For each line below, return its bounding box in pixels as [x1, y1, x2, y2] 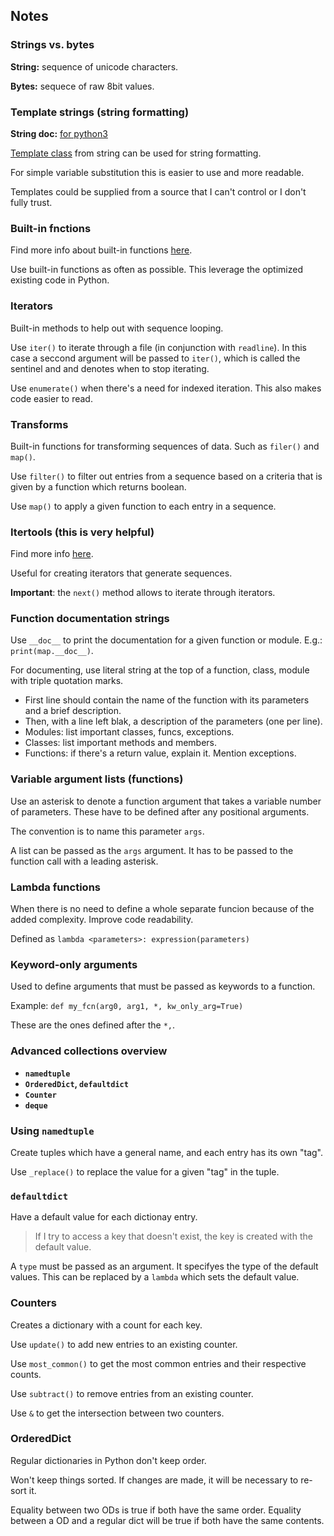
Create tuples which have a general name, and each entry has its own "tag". [10, 1146, 324, 1158]
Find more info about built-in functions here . [10, 244, 193, 256]
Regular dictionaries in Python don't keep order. [10, 1454, 207, 1466]
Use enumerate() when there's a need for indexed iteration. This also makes [10, 382, 322, 394]
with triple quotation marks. [10, 675, 124, 687]
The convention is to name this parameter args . [10, 825, 205, 837]
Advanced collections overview [10, 1044, 168, 1058]
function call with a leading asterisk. [10, 855, 159, 867]
